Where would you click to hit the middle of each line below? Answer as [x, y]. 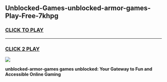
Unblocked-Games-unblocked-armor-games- [78, 8]
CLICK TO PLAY [24, 30]
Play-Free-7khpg [32, 16]
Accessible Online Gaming [33, 74]
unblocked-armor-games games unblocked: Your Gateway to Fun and [79, 69]
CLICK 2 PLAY [22, 49]
